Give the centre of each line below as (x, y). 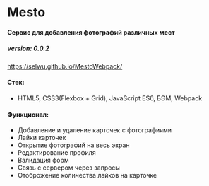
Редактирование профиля (57, 153)
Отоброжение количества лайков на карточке (87, 175)
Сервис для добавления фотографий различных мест (91, 32)
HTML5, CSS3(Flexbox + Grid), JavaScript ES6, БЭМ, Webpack (110, 98)
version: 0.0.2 (28, 48)
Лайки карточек (42, 138)
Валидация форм (43, 161)
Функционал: (28, 115)
